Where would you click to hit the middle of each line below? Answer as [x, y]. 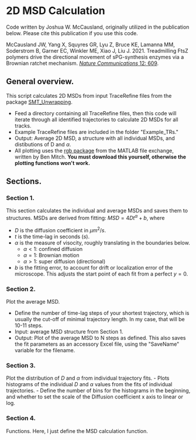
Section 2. [21, 289]
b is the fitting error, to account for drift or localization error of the [94, 267]
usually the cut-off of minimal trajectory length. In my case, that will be [100, 319]
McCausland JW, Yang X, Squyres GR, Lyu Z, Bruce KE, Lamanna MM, [91, 44]
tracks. [23, 126]
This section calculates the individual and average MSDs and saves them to [97, 211]
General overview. [40, 82]
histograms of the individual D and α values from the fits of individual [89, 384]
